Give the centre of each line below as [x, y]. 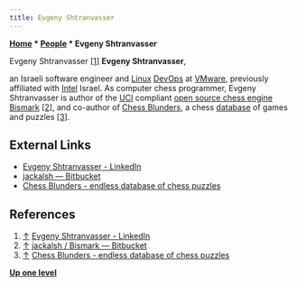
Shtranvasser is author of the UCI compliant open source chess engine [141, 97]
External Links [51, 145]
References [42, 214]
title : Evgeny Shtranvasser [62, 18]
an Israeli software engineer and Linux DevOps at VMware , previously [139, 79]
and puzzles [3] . [40, 116]
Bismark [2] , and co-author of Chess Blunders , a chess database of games [149, 107]
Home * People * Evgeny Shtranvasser [84, 43]
